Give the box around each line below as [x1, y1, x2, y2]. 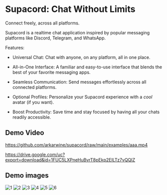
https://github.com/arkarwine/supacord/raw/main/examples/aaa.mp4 [5, 142, 148, 148]
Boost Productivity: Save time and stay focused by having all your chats [12, 109, 160, 115]
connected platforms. [12, 84, 57, 90]
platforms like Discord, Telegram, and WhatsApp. [5, 35, 106, 41]
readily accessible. [12, 114, 51, 120]
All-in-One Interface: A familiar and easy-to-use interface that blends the [12, 64, 163, 70]
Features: [5, 44, 25, 50]
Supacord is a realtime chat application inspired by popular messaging [5, 29, 150, 35]
